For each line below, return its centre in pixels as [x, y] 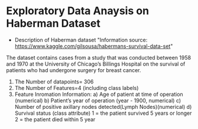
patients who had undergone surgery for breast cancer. [74, 70]
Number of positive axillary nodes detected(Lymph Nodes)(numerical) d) [103, 107]
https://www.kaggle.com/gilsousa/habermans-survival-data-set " [94, 46]
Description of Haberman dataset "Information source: [81, 40]
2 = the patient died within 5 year [55, 119]
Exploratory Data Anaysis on [78, 11]
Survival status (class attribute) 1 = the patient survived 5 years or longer [103, 113]
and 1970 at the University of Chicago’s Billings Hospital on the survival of [96, 64]
